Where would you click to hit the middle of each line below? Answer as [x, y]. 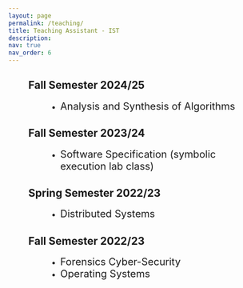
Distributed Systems [108, 214]
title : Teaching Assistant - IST [64, 30]
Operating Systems [105, 274]
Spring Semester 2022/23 [95, 193]
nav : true [25, 46]
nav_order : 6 [30, 53]
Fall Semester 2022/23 [87, 241]
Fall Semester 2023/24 [87, 133]
